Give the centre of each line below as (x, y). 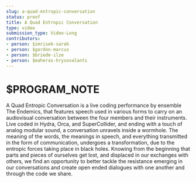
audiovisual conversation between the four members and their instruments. (97, 118)
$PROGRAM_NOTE (53, 89)
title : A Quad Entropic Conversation (52, 22)
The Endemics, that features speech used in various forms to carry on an (94, 112)
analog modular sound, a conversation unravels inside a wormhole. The (92, 130)
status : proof (23, 17)
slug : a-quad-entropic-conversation (51, 11)
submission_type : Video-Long (42, 33)
